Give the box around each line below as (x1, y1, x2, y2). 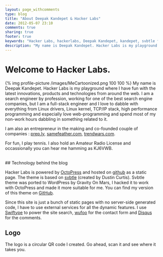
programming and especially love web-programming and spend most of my (5, 111, 156, 117)
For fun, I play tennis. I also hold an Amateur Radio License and (5, 140, 131, 146)
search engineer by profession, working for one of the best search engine (5, 96, 153, 101)
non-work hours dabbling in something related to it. (5, 116, 108, 122)
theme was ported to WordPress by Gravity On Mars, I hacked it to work (5, 179, 149, 185)
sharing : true (5, 30, 34, 34)
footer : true (5, 34, 32, 39)
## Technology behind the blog (5, 160, 68, 165)
